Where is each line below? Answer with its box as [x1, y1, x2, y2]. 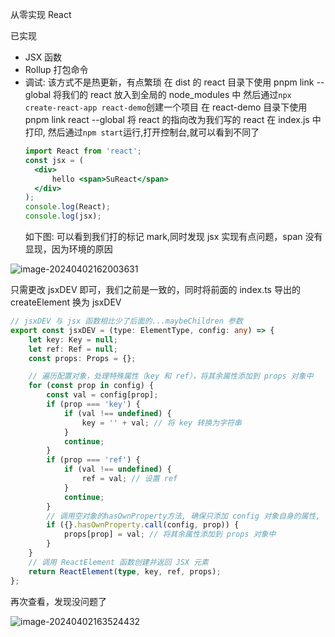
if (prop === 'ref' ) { [46, 455, 141, 465]
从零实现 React [10, 9, 72, 20]
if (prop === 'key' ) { [46, 399, 141, 409]
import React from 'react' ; [24, 146, 142, 156]
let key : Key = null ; [28, 334, 118, 345]
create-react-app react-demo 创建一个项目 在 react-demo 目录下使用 [24, 101, 308, 113]
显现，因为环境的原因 [24, 243, 113, 255]
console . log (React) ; [24, 202, 111, 212]
